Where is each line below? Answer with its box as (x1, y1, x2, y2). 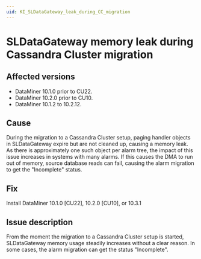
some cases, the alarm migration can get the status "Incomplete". (6, 246, 169, 254)
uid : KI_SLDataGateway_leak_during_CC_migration (6, 8, 131, 15)
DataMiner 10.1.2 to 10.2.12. (14, 100, 82, 107)
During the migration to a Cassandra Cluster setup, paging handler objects (6, 134, 191, 141)
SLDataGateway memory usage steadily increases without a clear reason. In (6, 240, 196, 247)
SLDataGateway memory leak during (6, 34, 194, 48)
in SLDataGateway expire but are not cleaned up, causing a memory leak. (6, 140, 188, 148)
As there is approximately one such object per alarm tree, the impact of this (6, 147, 194, 154)
